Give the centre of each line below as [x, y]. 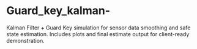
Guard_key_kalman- [58, 11]
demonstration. [25, 40]
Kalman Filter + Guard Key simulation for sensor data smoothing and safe [98, 28]
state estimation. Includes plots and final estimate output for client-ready [98, 34]
